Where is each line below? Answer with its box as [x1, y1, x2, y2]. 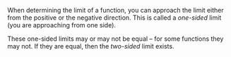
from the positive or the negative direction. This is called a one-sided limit [7, 13, 222, 22]
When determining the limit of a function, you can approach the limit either [7, 6, 224, 14]
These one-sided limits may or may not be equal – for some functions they [7, 34, 224, 43]
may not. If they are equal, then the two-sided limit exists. [7, 42, 174, 50]
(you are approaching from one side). [7, 21, 117, 29]
